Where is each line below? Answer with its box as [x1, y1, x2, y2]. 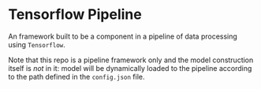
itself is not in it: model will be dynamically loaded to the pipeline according [8, 63, 252, 72]
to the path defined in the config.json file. [8, 72, 145, 81]
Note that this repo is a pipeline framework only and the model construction [8, 55, 254, 65]
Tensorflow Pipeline [8, 6, 142, 24]
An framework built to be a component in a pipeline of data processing [8, 32, 238, 41]
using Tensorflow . [8, 39, 65, 49]
